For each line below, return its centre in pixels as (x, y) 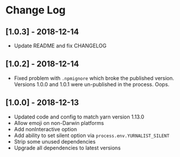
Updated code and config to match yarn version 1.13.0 (79, 117)
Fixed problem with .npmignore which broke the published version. (94, 78)
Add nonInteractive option (45, 129)
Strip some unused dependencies (55, 141)
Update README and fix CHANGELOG (60, 46)
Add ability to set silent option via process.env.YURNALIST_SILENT (91, 135)
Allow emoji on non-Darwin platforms (59, 123)
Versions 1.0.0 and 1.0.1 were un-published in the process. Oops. (91, 84)
